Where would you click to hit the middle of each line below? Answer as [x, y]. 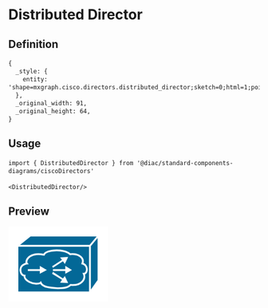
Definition [33, 44]
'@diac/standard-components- [185, 163]
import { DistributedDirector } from [71, 163]
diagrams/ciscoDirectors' [51, 171]
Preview [29, 212]
